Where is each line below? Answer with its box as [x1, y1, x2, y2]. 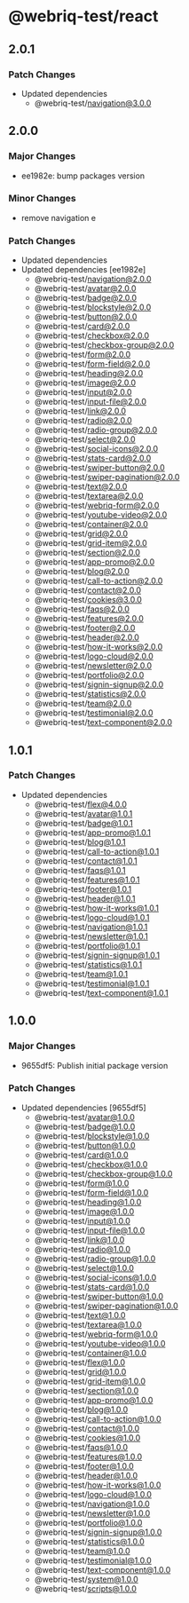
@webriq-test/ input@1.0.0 [34, 1215, 130, 1226]
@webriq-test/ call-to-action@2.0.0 [34, 575, 163, 587]
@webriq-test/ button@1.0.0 [34, 1140, 136, 1150]
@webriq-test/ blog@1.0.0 [34, 1404, 129, 1415]
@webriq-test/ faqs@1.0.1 [34, 865, 126, 875]
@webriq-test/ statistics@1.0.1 [34, 959, 143, 969]
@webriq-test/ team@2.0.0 [34, 699, 132, 709]
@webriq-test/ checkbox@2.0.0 [34, 330, 150, 341]
